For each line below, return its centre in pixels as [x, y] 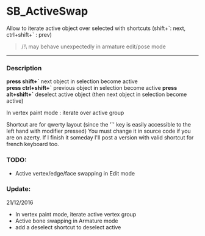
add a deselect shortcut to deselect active [68, 227]
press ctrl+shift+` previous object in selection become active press [92, 88]
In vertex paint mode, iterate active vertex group [76, 214]
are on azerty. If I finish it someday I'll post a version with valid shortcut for [100, 138]
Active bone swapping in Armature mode [67, 221]
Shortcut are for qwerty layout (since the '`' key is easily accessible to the [99, 125]
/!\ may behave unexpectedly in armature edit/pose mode [93, 46]
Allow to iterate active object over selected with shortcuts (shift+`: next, [96, 28]
